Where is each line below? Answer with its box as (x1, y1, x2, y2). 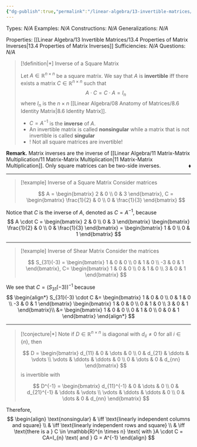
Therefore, (6, 406, 32, 413)
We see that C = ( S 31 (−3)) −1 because (6, 282, 96, 292)
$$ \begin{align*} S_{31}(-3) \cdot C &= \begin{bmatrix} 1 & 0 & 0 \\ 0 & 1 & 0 (6, 294, 191, 301)
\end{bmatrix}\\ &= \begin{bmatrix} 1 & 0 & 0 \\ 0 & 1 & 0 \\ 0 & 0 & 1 (17, 306, 180, 313)
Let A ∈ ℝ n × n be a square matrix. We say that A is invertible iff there (20, 71, 189, 79)
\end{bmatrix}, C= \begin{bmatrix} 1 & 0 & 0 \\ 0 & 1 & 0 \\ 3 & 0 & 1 (25, 265, 186, 272)
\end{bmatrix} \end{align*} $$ (62, 313, 135, 320)
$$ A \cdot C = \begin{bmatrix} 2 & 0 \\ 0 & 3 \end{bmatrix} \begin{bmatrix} (6, 218, 191, 225)
